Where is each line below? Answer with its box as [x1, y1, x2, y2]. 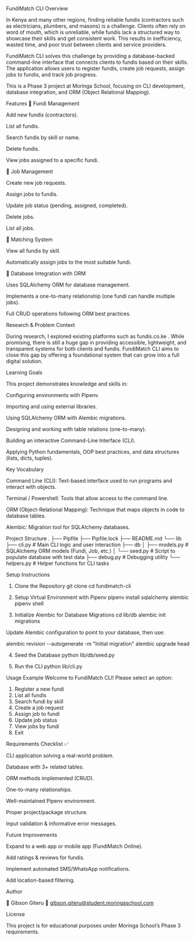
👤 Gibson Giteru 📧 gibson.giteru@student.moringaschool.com [6, 899, 154, 906]
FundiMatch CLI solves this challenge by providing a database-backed [6, 53, 175, 59]
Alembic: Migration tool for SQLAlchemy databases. [6, 523, 130, 530]
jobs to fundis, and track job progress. [6, 71, 98, 78]
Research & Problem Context [6, 322, 76, 328]
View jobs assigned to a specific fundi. [6, 157, 99, 163]
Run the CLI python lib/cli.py [14, 663, 83, 670]
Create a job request [14, 704, 64, 711]
